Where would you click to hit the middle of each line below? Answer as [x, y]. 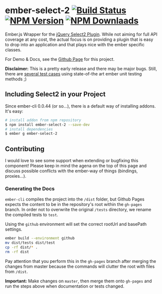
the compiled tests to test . [32, 215]
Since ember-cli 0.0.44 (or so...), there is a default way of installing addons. [81, 106]
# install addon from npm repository [43, 120]
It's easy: [14, 111]
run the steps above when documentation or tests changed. [65, 286]
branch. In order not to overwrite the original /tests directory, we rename [78, 210]
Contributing [25, 149]
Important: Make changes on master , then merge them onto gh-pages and [78, 281]
